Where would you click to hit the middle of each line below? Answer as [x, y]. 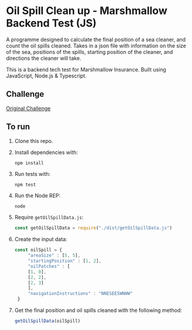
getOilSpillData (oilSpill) [47, 321]
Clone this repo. [34, 141]
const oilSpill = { [38, 250]
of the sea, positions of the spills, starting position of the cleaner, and [90, 52]
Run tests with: [32, 173]
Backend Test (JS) [51, 23]
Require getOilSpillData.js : [49, 217]
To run [18, 127]
